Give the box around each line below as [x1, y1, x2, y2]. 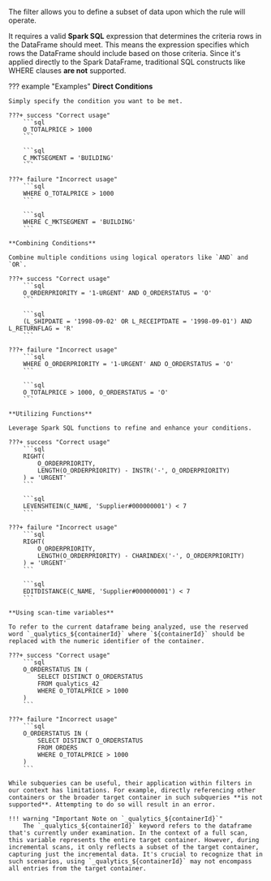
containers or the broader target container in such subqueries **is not [8, 793, 264, 801]
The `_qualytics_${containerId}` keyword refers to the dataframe [23, 822, 252, 830]
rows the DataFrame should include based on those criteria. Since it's [8, 49, 241, 58]
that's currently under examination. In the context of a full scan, [8, 829, 249, 837]
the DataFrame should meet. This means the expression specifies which [8, 40, 250, 50]
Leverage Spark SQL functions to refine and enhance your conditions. [8, 424, 252, 432]
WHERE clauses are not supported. [8, 66, 127, 76]
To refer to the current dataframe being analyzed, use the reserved [8, 623, 249, 631]
